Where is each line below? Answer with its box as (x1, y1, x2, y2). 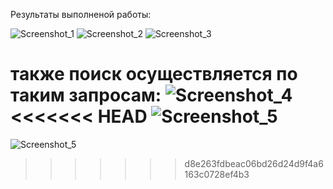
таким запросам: (10, 84, 162, 107)
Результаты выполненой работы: (10, 9, 152, 20)
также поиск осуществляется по (10, 63, 298, 86)
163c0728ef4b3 (184, 168, 250, 180)
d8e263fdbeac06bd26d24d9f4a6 (184, 157, 324, 169)
